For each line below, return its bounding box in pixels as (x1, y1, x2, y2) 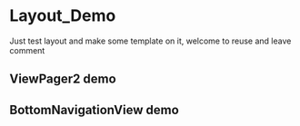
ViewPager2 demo (9, 72, 116, 87)
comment (9, 44, 45, 55)
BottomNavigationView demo (9, 102, 179, 118)
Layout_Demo (9, 5, 116, 26)
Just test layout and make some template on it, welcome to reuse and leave (9, 35, 292, 46)
